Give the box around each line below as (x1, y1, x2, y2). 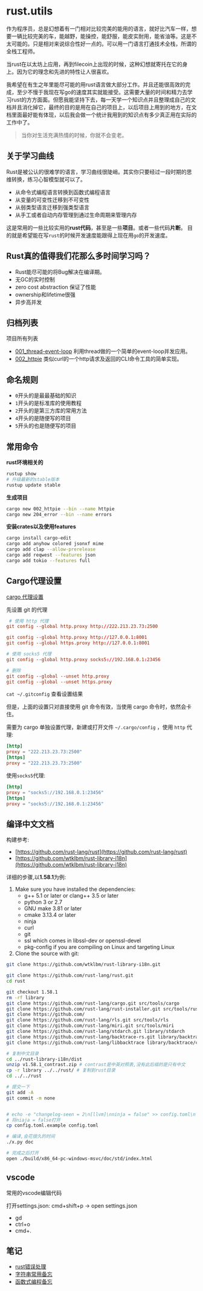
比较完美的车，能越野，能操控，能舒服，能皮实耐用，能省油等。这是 (22, 32, 192, 40)
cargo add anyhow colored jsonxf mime (6, 541, 104, 547)
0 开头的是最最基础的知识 (14, 392, 77, 400)
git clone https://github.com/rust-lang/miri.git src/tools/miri (6, 1023, 174, 1029)
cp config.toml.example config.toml (6, 1122, 98, 1128)
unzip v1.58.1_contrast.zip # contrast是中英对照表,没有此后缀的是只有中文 (6, 1062, 186, 1068)
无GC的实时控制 (14, 276, 56, 283)
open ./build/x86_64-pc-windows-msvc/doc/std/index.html (6, 1156, 153, 1162)
